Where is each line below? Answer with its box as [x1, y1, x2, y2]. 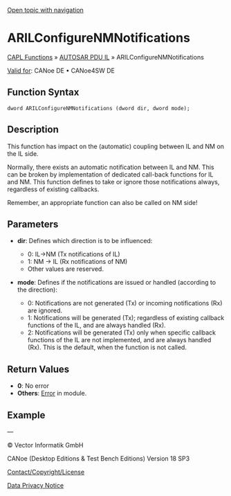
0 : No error [17, 382, 50, 390]
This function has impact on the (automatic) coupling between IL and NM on [7, 142, 225, 150]
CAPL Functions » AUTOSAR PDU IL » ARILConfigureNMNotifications [7, 53, 204, 61]
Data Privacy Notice [7, 481, 64, 489]
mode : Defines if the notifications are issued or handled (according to [17, 278, 216, 287]
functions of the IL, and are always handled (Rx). [27, 321, 166, 330]
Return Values [7, 363, 70, 375]
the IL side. [7, 149, 39, 158]
